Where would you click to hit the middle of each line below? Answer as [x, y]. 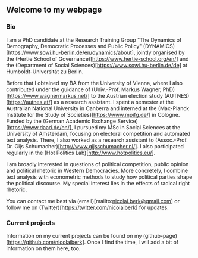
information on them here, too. [43, 248]
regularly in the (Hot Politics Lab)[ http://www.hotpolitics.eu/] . [81, 153]
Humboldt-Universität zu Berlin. [45, 72]
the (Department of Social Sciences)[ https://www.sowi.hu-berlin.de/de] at [97, 65]
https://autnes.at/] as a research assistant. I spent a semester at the [91, 102]
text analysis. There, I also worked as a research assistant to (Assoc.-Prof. [97, 140]
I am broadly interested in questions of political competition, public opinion [98, 164]
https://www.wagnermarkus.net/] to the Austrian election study [86, 95]
